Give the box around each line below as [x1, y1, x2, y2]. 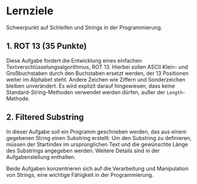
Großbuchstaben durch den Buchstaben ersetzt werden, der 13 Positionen [6, 70, 189, 77]
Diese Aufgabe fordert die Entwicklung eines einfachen [6, 57, 142, 64]
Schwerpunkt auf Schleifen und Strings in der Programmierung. [6, 24, 162, 31]
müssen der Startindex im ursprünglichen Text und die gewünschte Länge [6, 141, 188, 148]
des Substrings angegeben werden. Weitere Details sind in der [6, 147, 160, 154]
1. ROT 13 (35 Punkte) [6, 41, 87, 51]
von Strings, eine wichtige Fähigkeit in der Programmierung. [6, 171, 154, 178]
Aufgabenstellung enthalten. [6, 153, 76, 160]
